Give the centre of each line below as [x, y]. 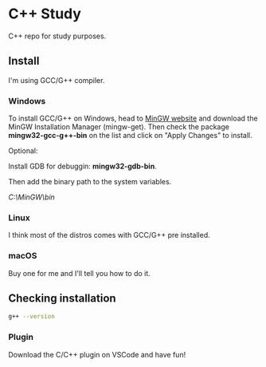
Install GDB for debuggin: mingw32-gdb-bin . [82, 166]
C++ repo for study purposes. [57, 36]
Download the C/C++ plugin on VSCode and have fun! [97, 354]
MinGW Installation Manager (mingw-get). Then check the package [119, 127]
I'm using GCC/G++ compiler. [57, 80]
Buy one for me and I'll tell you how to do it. [80, 273]
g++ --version [32, 317]
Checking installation [63, 299]
